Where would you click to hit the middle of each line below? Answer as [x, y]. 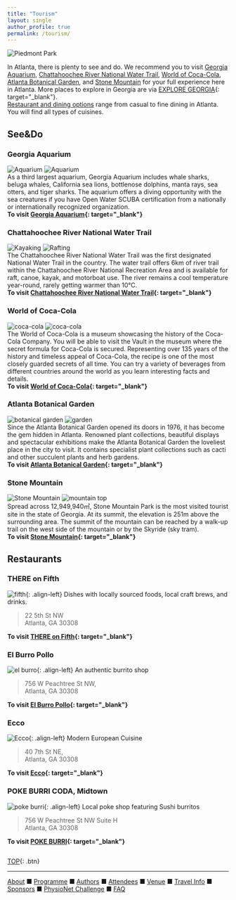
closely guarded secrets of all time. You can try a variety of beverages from [117, 364]
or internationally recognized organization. [68, 207]
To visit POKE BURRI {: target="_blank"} [66, 841]
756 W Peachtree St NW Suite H [71, 820]
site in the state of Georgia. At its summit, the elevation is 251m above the [113, 514]
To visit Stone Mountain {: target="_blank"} [72, 537]
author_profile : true [39, 27]
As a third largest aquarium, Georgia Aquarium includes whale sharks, [108, 177]
